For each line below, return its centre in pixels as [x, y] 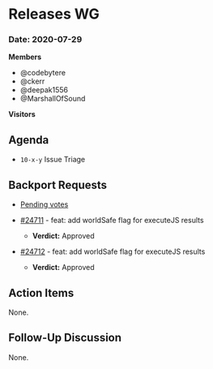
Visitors [22, 114]
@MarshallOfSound [53, 99]
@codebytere [43, 73]
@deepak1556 [44, 90]
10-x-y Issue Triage [53, 160]
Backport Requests [58, 184]
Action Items [41, 293]
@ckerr [32, 81]
